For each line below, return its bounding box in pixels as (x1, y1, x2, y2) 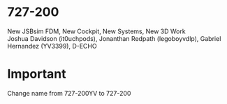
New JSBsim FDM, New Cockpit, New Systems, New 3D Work (7, 27, 186, 35)
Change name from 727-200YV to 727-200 (7, 89, 131, 97)
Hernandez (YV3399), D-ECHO (7, 42, 97, 50)
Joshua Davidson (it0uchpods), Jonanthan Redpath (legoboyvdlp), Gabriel (7, 34, 221, 42)
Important (7, 67, 66, 82)
